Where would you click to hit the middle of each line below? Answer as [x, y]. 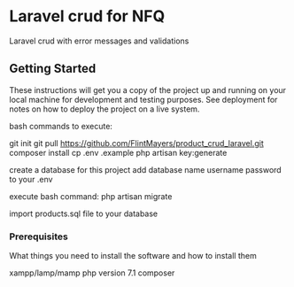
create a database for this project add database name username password [145, 169]
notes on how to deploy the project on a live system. [104, 109]
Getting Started [53, 69]
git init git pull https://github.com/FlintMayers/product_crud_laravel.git [136, 143]
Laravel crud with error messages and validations [99, 41]
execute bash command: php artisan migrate [91, 196]
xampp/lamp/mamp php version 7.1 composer [92, 273]
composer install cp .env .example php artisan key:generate [118, 152]
